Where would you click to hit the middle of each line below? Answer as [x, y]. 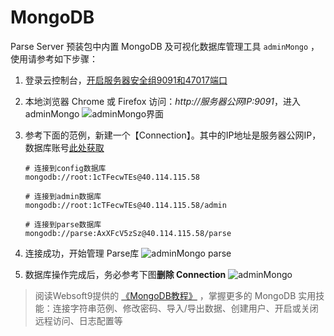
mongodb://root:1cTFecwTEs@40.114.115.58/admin [125, 205]
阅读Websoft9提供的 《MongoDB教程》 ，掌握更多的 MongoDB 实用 [175, 295]
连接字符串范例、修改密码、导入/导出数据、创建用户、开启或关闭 [185, 308]
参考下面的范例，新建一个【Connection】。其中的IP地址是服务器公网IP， [173, 135]
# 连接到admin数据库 [63, 196]
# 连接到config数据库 [65, 168]
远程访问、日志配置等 [78, 320]
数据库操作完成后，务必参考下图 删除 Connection [125, 274]
